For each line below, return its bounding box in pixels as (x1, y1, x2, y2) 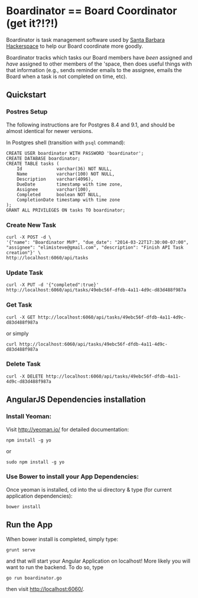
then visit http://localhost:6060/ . (6, 585, 85, 592)
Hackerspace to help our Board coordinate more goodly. (6, 43, 144, 50)
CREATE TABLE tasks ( (6, 161, 60, 167)
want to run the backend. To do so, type (6, 563, 103, 571)
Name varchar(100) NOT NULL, (17, 171, 115, 177)
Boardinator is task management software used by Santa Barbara (6, 36, 165, 43)
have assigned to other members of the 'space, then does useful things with (6, 60, 192, 67)
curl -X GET (6, 314, 35, 320)
